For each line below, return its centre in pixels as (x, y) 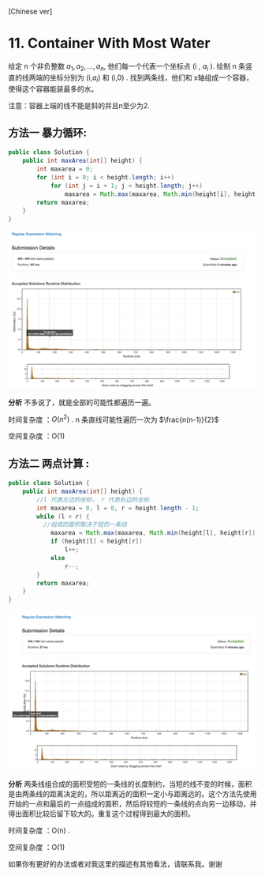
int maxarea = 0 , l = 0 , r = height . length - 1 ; (118, 508)
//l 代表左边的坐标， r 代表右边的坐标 (93, 500)
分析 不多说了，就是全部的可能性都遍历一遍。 (82, 402)
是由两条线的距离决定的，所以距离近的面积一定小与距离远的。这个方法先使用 (132, 794)
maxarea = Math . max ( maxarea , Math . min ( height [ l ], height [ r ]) (153, 533)
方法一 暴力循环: (47, 132)
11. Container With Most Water (109, 43)
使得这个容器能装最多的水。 (53, 88)
